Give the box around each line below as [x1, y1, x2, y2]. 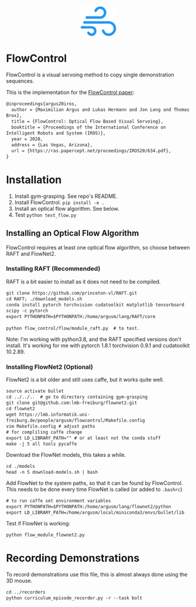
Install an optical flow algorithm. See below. [14, 205, 119, 212]
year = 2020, [11, 136, 43, 142]
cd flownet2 [6, 406, 35, 412]
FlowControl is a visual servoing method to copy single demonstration [6, 71, 174, 78]
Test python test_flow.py [14, 211, 77, 218]
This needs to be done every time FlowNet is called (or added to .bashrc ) [6, 486, 183, 493]
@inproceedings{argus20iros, [6, 100, 77, 107]
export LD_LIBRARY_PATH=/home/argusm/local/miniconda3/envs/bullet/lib [6, 510, 184, 516]
